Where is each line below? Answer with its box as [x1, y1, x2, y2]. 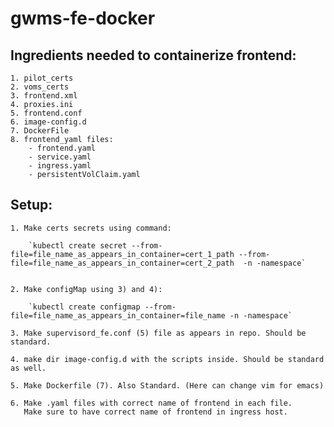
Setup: [10, 197, 53, 214]
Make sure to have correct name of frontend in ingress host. [23, 407, 288, 417]
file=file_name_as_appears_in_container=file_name [10, 310, 226, 321]
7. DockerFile [10, 126, 70, 136]
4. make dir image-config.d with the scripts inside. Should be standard [10, 354, 325, 364]
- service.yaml [28, 152, 92, 162]
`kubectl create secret [28, 240, 128, 251]
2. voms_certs [10, 82, 70, 92]
